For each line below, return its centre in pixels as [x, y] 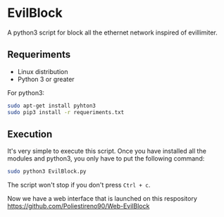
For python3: [26, 92]
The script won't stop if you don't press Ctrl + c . [79, 185]
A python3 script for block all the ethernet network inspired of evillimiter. [113, 32]
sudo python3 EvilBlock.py [47, 172]
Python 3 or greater [46, 79]
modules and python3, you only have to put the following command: [106, 159]
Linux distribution [43, 71]
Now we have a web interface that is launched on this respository [102, 199]
